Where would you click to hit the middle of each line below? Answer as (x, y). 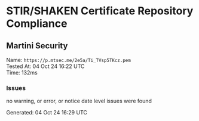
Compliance (37, 24)
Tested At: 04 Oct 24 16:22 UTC (45, 66)
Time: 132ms (22, 72)
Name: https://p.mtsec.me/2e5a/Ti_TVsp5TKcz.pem (69, 60)
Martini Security (37, 46)
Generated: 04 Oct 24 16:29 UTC (47, 113)
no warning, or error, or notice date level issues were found (79, 101)
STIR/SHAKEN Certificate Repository (100, 11)
